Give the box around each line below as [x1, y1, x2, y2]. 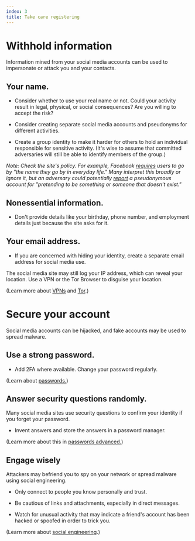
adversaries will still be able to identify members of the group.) [14, 151, 166, 158]
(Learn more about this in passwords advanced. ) [6, 438, 124, 445]
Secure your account [6, 308, 110, 321]
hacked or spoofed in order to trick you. [14, 517, 111, 524]
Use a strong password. [6, 350, 95, 360]
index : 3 [6, 8, 28, 15]
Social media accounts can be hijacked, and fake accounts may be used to [6, 327, 186, 334]
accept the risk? [14, 109, 54, 117]
